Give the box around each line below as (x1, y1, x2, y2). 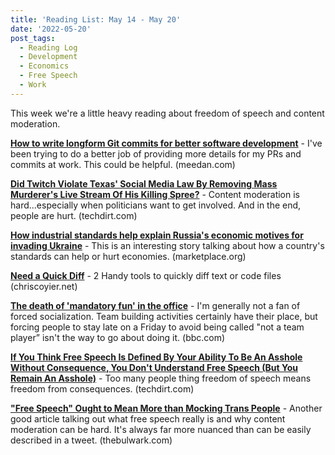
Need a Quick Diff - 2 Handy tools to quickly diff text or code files (10, 269, 282, 281)
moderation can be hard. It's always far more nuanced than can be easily (10, 423, 312, 435)
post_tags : (10, 33, 56, 43)
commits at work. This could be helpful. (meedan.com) (10, 158, 236, 170)
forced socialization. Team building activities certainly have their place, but (10, 310, 318, 322)
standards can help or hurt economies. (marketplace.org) (10, 250, 247, 262)
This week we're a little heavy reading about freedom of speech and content (10, 107, 325, 119)
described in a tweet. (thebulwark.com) (10, 434, 173, 446)
